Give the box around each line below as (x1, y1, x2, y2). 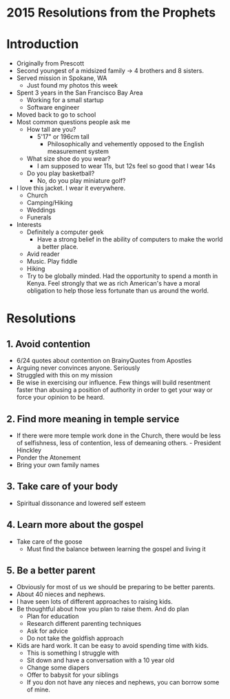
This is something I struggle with (26, 649, 120, 657)
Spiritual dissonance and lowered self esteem (16, 499, 146, 507)
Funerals (26, 213, 52, 221)
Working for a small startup (26, 96, 104, 104)
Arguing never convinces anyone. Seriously (16, 364, 140, 372)
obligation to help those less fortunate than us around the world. (26, 286, 209, 295)
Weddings (26, 206, 56, 215)
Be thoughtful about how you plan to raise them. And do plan (16, 605, 189, 613)
